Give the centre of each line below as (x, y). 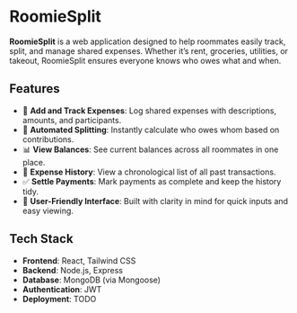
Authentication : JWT (62, 289)
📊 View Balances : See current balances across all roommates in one (150, 149)
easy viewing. (48, 210)
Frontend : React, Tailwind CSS (79, 260)
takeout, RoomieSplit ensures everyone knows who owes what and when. (145, 60)
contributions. (48, 139)
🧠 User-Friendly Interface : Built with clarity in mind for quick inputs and (155, 201)
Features (35, 89)
